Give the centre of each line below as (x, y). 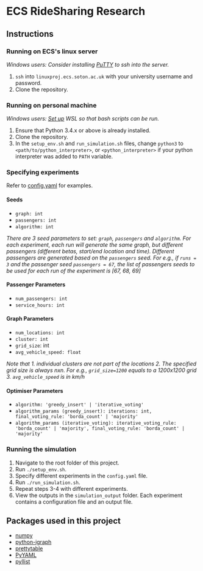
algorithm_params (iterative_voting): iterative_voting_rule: (96, 424)
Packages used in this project (63, 521)
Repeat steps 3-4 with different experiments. (71, 488)
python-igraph (33, 542)
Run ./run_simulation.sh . (48, 482)
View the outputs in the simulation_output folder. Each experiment (99, 495)
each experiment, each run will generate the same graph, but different (95, 244)
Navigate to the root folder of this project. (67, 463)
